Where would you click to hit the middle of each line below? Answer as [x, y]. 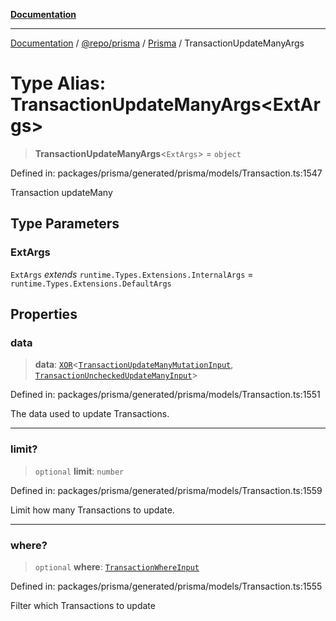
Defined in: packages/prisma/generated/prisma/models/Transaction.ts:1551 [165, 395]
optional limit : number [79, 471]
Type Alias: [58, 83]
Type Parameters [65, 224]
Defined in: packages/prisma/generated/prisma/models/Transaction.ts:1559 [166, 490]
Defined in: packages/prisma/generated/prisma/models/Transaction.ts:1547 [166, 173]
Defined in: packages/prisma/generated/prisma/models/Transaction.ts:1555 [166, 586]
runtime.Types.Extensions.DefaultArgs [91, 284]
